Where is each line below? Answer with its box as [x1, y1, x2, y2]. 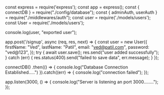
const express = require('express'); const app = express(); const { [5, 4, 140, 10]
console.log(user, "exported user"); [5, 30, 78, 35]
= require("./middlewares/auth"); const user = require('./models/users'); [5, 15, 151, 20]
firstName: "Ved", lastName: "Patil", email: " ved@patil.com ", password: [5, 44, 150, 50]
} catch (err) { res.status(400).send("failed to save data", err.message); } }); [5, 55, 159, 61]
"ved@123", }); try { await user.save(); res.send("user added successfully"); [5, 49, 160, 55]
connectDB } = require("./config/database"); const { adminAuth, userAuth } [5, 9, 158, 15]
